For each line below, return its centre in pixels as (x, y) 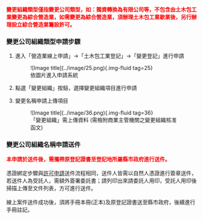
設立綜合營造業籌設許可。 (43, 24)
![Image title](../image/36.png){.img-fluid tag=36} (92, 113)
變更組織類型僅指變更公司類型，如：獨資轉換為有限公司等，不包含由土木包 (99, 9)
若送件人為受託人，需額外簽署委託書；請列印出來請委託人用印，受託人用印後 (101, 180)
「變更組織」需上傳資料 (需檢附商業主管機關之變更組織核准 (103, 120)
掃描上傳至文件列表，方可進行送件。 (51, 188)
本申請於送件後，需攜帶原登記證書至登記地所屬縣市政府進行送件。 (88, 159)
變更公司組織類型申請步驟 (43, 42)
